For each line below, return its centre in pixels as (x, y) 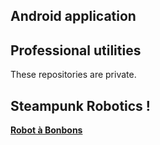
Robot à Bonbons (46, 130)
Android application (73, 16)
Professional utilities (76, 50)
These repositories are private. (73, 75)
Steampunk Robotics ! (80, 105)
